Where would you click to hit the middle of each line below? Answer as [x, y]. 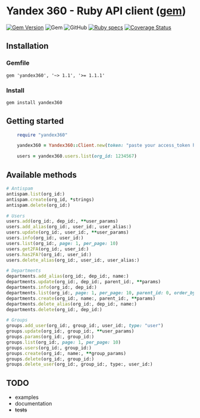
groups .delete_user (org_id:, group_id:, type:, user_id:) [79, 364]
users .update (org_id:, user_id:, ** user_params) [68, 232]
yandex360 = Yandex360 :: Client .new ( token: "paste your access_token [104, 146]
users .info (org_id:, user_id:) [45, 238]
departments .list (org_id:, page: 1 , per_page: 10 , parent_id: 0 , [89, 293]
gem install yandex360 [34, 102]
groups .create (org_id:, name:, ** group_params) [66, 353]
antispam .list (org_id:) [36, 194]
